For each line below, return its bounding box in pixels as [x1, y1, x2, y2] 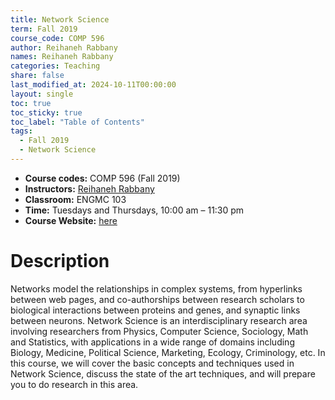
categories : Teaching [10, 61, 101, 71]
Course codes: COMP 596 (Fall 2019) [24, 172, 181, 184]
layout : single [10, 89, 74, 99]
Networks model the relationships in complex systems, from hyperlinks [10, 282, 303, 295]
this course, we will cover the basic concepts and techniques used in [10, 357, 295, 369]
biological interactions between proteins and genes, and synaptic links [10, 304, 301, 316]
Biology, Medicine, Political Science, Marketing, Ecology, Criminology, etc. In [10, 346, 326, 358]
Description [10, 250, 110, 273]
